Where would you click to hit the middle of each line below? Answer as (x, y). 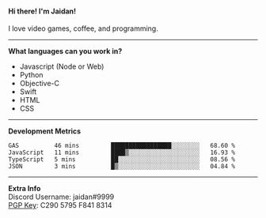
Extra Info (25, 189)
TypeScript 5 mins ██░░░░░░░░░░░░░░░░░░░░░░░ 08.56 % (122, 160)
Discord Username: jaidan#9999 (61, 197)
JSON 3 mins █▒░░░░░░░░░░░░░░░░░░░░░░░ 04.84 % (122, 167)
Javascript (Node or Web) (62, 66)
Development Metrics (45, 131)
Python (31, 75)
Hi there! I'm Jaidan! (42, 11)
